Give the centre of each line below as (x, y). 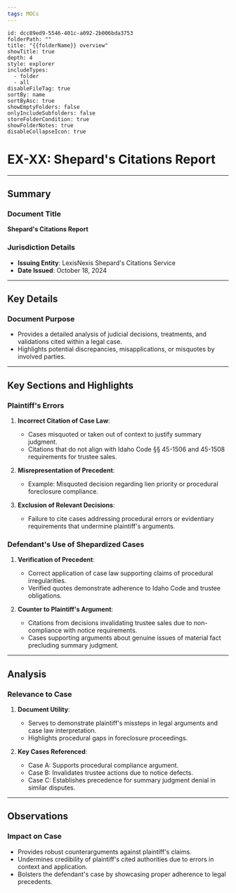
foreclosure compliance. (63, 491)
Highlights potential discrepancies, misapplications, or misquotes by (116, 349)
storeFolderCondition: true (48, 119)
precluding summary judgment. (73, 645)
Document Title (34, 214)
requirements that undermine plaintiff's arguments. (101, 526)
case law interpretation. (62, 730)
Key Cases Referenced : (52, 751)
